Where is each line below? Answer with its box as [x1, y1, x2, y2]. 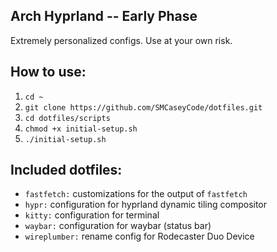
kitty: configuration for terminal [24, 209, 160, 221]
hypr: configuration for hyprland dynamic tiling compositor [24, 199, 268, 211]
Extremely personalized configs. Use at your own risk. [10, 34, 233, 46]
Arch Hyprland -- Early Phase [10, 8, 198, 25]
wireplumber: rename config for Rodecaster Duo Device [24, 230, 255, 243]
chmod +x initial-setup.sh [24, 124, 138, 134]
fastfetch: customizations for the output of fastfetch [24, 188, 248, 200]
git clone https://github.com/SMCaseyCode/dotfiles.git [24, 102, 263, 113]
